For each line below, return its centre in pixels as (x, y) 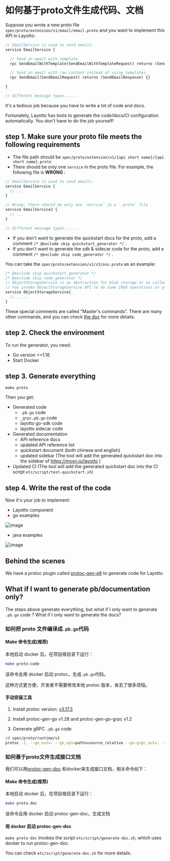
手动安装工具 (18, 697)
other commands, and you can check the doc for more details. (70, 317)
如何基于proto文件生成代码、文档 (74, 10)
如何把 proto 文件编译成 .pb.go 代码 (47, 629)
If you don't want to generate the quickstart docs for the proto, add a (84, 238)
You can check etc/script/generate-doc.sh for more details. (69, 853)
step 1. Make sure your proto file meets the (74, 137)
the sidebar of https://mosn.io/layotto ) (60, 461)
